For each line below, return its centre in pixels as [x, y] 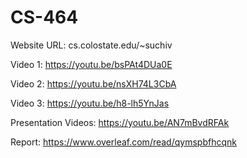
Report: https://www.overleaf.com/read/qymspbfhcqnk [123, 142]
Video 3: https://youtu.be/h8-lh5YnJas [90, 103]
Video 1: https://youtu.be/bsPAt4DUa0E [91, 64]
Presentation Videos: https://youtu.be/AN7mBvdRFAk [120, 122]
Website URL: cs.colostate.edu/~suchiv [91, 45]
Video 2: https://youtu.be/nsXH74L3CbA [93, 83]
